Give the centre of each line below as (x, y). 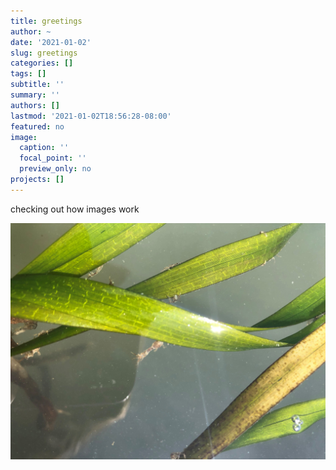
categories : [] (42, 63)
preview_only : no (55, 169)
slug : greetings (44, 53)
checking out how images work (75, 209)
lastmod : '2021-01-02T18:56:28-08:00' (91, 116)
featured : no (37, 126)
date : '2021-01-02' (51, 42)
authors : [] (35, 105)
